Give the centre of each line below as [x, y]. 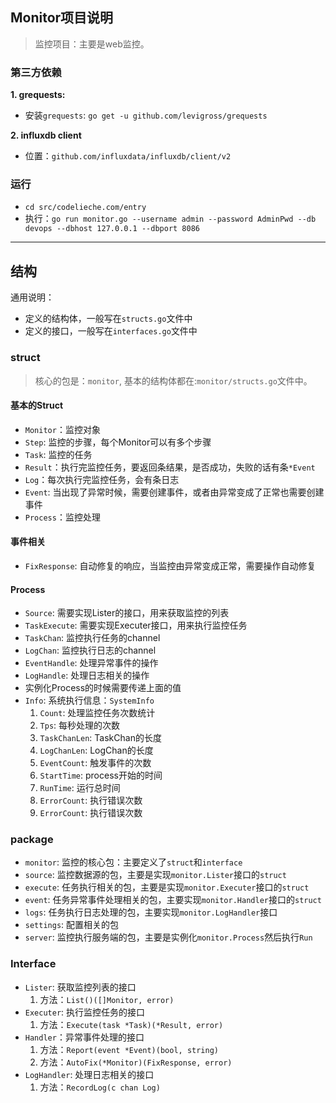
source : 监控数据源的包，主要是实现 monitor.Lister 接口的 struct [155, 875]
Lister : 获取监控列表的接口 [80, 987]
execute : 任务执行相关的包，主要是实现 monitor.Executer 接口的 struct [167, 887]
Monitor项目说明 [62, 18]
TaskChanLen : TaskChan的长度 [100, 738]
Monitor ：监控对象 [62, 429]
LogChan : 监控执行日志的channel [90, 650]
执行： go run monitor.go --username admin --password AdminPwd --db [170, 219]
